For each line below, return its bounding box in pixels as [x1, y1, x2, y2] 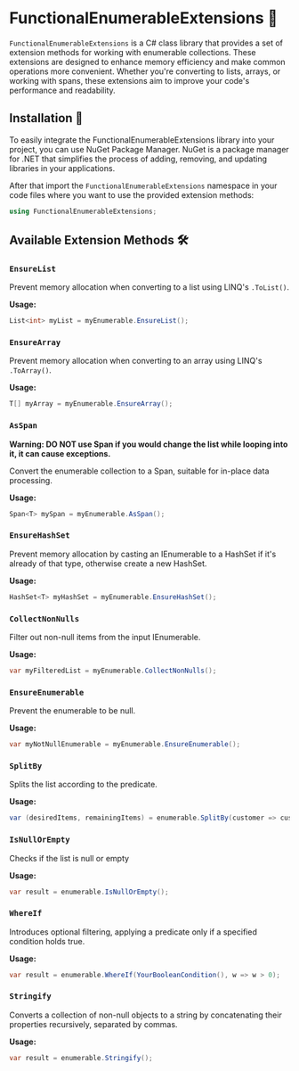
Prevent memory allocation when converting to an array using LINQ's [9, 356, 263, 367]
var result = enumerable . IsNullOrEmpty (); [9, 887, 169, 896]
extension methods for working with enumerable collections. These [9, 46, 256, 57]
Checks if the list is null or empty [9, 853, 130, 863]
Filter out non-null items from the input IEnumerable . [9, 632, 201, 642]
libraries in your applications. [9, 162, 116, 173]
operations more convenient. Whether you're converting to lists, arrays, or [9, 66, 281, 77]
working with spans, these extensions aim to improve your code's [9, 75, 250, 86]
